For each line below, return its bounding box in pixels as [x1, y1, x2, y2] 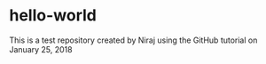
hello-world [9, 5, 98, 26]
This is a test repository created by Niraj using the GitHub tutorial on [9, 35, 258, 45]
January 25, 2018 [9, 44, 73, 54]
